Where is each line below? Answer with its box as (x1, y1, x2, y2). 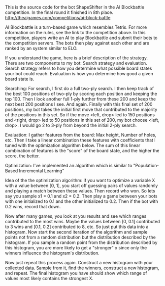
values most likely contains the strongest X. (5, 276, 94, 281)
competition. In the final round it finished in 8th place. (5, 9, 113, 15)
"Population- (133, 163, 159, 168)
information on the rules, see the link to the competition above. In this (5, 30, 146, 35)
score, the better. (5, 153, 40, 159)
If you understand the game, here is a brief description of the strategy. (5, 55, 148, 61)
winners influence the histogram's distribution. (5, 250, 99, 256)
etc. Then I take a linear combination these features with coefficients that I (5, 137, 156, 143)
